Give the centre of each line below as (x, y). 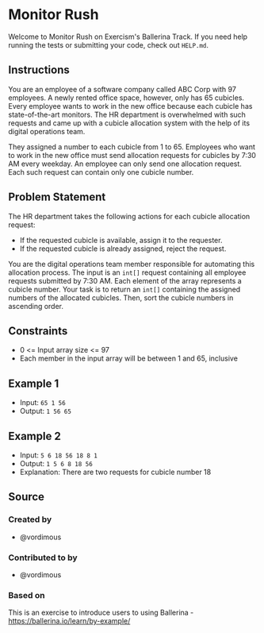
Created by (30, 519)
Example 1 (34, 383)
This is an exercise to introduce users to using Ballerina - (101, 612)
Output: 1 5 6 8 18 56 (56, 463)
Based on (27, 595)
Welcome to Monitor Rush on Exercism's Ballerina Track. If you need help (128, 37)
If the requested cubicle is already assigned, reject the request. (123, 249)
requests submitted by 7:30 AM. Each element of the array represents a (125, 280)
